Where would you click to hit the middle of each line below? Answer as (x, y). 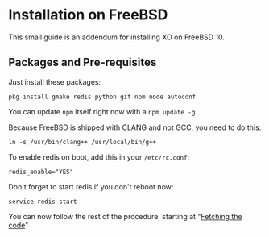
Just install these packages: (55, 81)
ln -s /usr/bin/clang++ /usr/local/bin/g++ (83, 142)
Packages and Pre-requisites (83, 62)
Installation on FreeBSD (88, 15)
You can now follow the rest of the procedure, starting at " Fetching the (126, 216)
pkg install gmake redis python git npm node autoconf (102, 97)
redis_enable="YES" (41, 172)
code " (19, 225)
